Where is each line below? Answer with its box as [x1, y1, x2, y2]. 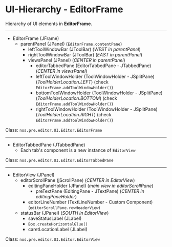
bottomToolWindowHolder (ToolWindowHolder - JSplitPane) [35, 90, 163, 96]
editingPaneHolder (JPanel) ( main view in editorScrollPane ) [28, 182, 154, 189]
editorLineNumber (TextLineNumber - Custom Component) [28, 199, 153, 205]
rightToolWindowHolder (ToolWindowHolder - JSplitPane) [35, 106, 158, 112]
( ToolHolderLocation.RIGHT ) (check [35, 111, 112, 117]
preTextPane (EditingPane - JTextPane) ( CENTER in [35, 188, 144, 194]
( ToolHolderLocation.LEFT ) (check [35, 78, 109, 85]
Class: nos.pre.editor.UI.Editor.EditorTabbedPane [5, 157, 114, 163]
